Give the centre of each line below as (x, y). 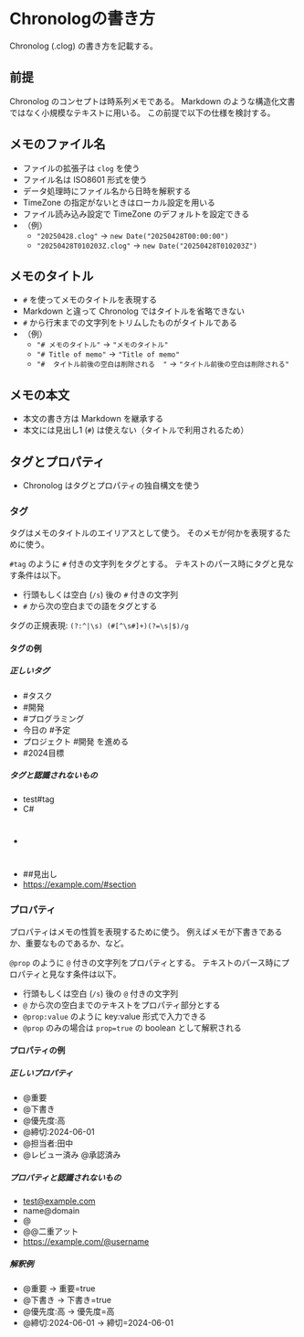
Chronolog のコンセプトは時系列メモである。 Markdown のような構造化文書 (152, 101)
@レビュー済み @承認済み (72, 1155)
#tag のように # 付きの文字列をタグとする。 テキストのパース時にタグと (144, 564)
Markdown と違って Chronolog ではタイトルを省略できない (133, 311)
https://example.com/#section (79, 884)
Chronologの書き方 (83, 19)
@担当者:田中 (48, 1143)
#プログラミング (53, 718)
